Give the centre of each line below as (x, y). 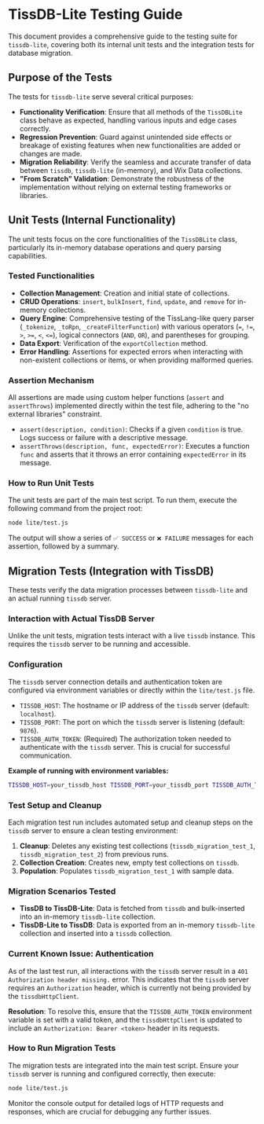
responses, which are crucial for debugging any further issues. (110, 1111)
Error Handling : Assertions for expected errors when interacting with (131, 351)
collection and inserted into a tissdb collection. (96, 934)
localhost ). (38, 714)
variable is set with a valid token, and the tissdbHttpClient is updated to (125, 1019)
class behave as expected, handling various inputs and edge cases (128, 120)
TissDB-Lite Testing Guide (95, 15)
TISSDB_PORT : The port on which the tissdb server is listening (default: (132, 722)
